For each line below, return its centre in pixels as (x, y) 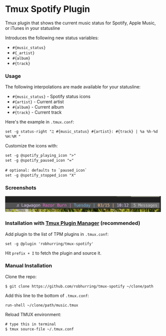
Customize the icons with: (32, 146)
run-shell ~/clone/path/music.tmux (42, 305)
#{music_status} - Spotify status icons (51, 97)
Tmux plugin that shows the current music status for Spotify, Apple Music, (81, 23)
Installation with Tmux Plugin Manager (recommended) (73, 223)
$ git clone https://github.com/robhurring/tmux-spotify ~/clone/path (79, 286)
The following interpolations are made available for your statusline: (73, 87)
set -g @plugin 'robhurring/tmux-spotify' (49, 244)
